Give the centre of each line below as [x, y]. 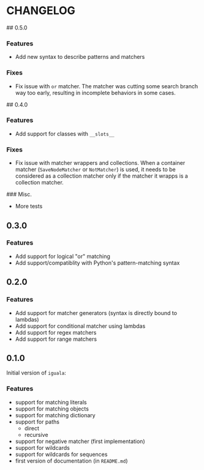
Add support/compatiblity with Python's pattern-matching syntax [97, 263]
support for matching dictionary [55, 415]
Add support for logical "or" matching [62, 256]
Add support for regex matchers [56, 332]
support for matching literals [51, 402]
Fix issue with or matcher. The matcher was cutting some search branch [106, 86]
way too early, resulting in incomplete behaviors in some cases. [95, 93]
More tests [29, 207]
